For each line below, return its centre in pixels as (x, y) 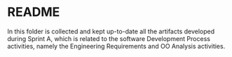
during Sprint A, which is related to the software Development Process (109, 38)
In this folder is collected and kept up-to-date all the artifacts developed (111, 31)
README (34, 12)
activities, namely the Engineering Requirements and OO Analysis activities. (116, 46)
